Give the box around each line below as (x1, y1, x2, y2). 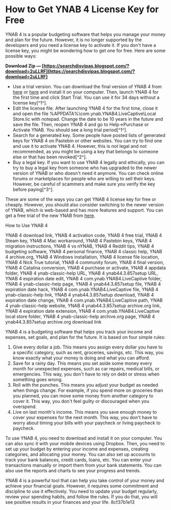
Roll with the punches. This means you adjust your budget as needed (12, 382, 158, 388)
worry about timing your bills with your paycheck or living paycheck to (12, 419, 161, 426)
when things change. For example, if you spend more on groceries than (12, 387, 163, 393)
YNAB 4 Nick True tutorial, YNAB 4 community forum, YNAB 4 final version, (5, 259, 164, 265)
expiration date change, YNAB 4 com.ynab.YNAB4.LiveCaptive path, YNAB (5, 297, 163, 303)
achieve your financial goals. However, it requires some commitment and (5, 482, 158, 489)
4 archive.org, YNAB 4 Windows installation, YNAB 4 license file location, (5, 254, 159, 260)
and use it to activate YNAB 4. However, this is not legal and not (12, 143, 147, 149)
